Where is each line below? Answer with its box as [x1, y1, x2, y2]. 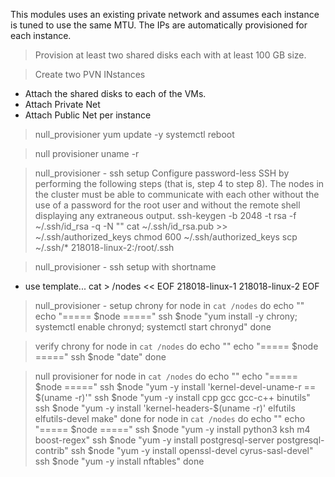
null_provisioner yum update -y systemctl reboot [34, 129, 235, 140]
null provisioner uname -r [34, 148, 140, 159]
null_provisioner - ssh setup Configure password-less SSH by [34, 167, 290, 179]
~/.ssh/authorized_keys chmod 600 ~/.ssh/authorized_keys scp [34, 231, 298, 243]
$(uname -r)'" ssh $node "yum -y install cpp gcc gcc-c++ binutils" [34, 392, 311, 403]
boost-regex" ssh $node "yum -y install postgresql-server [34, 434, 275, 446]
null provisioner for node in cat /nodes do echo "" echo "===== [34, 370, 298, 382]
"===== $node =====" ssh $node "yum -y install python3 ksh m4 [34, 424, 311, 435]
